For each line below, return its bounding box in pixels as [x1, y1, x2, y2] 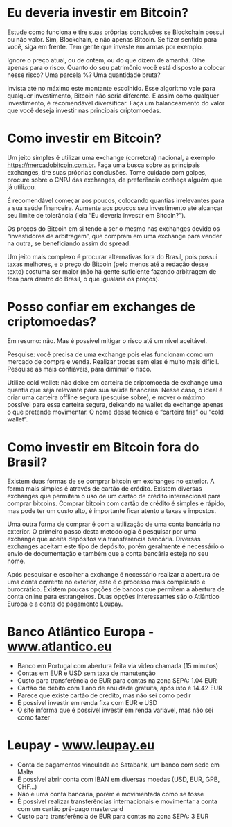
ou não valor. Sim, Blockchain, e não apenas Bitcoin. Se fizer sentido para [7, 35, 217, 43]
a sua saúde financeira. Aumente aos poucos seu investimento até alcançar [7, 203, 223, 212]
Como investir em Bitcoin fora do [7, 439, 199, 455]
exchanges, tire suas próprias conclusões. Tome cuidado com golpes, [7, 168, 207, 176]
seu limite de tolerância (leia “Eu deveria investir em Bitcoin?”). [7, 211, 186, 219]
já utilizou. [7, 182, 37, 191]
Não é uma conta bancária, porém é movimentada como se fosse [17, 790, 204, 798]
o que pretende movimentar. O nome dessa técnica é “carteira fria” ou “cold [7, 408, 224, 416]
